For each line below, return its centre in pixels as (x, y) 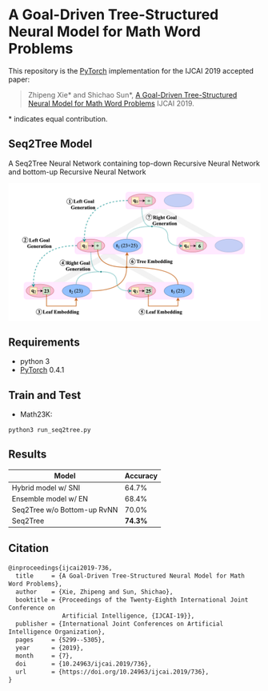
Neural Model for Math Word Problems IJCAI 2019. (111, 103)
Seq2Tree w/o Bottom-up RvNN (65, 510)
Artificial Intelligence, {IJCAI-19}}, (128, 616)
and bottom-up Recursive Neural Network (77, 172)
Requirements (44, 342)
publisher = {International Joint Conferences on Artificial (120, 624)
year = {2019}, (50, 648)
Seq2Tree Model (50, 144)
